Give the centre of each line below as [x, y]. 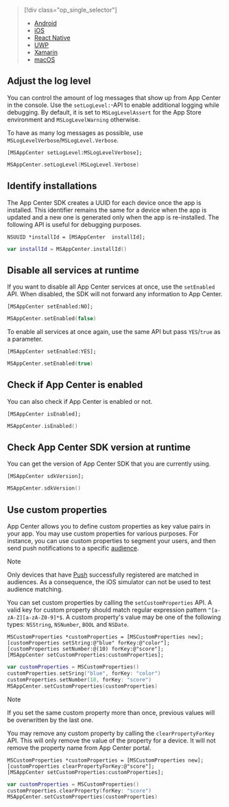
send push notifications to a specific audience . [73, 549]
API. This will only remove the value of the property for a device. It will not [111, 740]
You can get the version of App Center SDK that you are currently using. [109, 464]
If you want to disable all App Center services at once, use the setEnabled [111, 287]
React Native [52, 38]
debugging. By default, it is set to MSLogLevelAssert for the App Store [104, 112]
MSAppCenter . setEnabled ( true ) [50, 364]
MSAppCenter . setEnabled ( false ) [52, 319]
